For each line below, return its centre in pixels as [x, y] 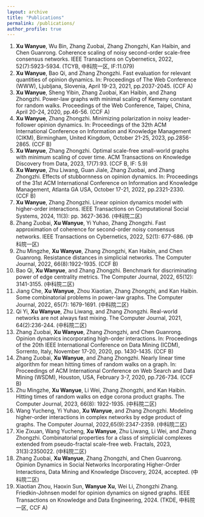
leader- [182, 119]
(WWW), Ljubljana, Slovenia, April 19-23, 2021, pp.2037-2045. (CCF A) [104, 86]
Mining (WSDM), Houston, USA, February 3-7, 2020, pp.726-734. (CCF [104, 377]
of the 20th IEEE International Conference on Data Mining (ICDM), [98, 345]
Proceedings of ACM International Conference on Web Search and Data [105, 371]
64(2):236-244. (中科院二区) [51, 325]
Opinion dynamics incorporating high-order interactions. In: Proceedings [107, 339]
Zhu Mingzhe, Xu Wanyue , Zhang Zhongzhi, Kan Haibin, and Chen [99, 251]
